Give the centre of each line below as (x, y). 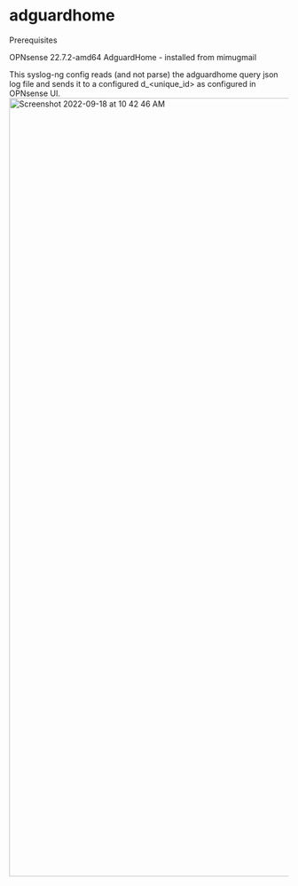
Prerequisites (33, 40)
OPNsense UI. (35, 93)
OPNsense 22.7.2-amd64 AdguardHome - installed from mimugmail (133, 57)
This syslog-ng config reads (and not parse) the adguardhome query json (144, 74)
